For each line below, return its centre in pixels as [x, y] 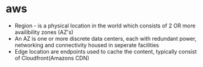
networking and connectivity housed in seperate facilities [87, 45]
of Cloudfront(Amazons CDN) [52, 58]
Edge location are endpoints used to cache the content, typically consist [105, 51]
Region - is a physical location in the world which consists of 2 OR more [105, 26]
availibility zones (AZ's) [44, 32]
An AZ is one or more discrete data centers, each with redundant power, [105, 38]
